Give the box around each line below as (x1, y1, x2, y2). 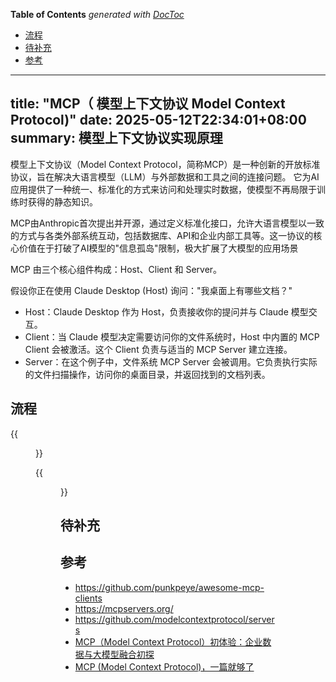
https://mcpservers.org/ (74, 602, 174, 614)
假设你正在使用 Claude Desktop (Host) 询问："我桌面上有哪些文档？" (10, 284, 293, 296)
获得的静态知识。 (27, 195, 98, 208)
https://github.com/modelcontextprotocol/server (74, 613, 275, 625)
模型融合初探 (101, 648, 155, 660)
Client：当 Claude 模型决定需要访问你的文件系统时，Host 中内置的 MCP (24, 330, 320, 343)
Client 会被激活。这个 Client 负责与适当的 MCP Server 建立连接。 (24, 343, 293, 355)
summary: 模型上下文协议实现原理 (10, 130, 223, 147)
